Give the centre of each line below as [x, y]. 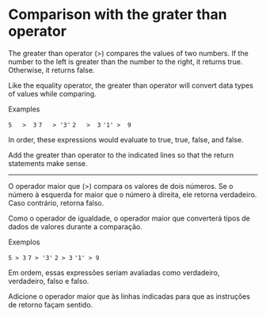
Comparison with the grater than [118, 15]
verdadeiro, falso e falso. [49, 281]
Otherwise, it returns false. [51, 70]
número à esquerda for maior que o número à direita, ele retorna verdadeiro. [133, 194]
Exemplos [24, 242]
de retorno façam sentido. [51, 304]
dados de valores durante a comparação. [75, 226]
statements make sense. [48, 163]
